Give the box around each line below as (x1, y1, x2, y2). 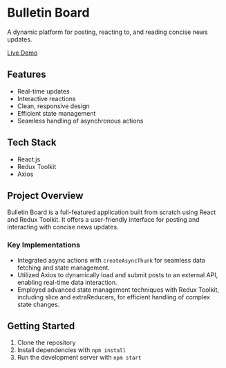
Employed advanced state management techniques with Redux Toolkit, (17, 286, 220, 294)
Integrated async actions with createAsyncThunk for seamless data (17, 256, 205, 264)
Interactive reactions (17, 94, 76, 103)
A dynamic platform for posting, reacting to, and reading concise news (7, 28, 209, 36)
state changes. (17, 300, 60, 308)
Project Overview (7, 189, 84, 202)
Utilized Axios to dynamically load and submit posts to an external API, (17, 270, 218, 279)
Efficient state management (17, 109, 96, 117)
